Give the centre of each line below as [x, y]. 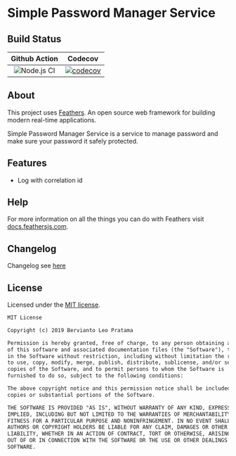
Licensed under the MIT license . [54, 305]
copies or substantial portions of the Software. [81, 395]
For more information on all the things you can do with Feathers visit [106, 219]
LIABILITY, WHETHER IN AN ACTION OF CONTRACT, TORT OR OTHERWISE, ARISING [119, 434]
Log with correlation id [50, 180]
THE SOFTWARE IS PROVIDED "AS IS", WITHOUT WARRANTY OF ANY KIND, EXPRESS [119, 407]
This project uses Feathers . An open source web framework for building [111, 112]
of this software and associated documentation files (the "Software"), [116, 350]
